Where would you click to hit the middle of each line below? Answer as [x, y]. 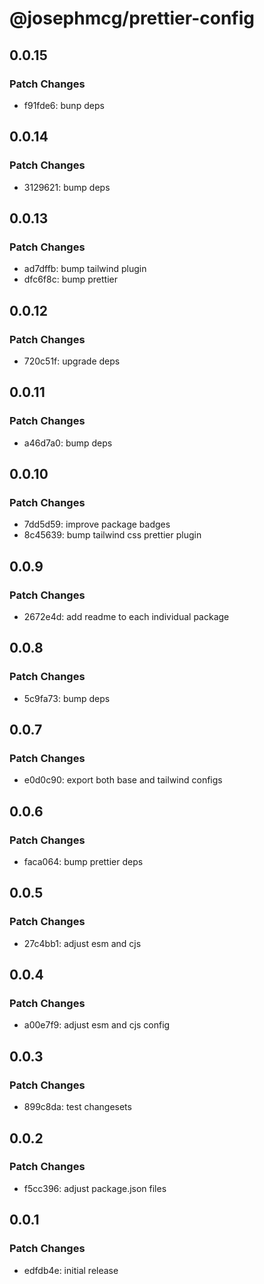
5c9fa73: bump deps [67, 698]
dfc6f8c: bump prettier [71, 279]
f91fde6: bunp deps [64, 105]
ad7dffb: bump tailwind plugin [85, 269]
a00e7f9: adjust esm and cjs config [97, 1025]
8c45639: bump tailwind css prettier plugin [112, 535]
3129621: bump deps [67, 187]
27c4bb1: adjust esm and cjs [82, 943]
